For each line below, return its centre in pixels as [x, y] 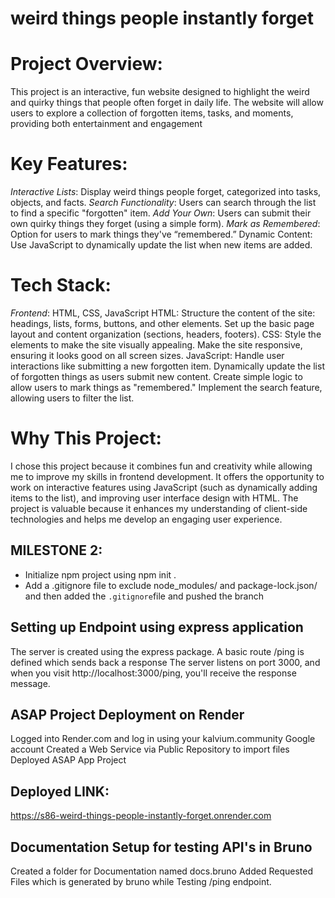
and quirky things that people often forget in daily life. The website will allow [167, 103]
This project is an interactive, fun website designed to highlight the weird [160, 92]
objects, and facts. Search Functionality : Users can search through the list [163, 203]
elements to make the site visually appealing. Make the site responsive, [156, 345]
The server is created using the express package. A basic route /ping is [157, 651]
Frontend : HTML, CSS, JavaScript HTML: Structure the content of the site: [163, 313]
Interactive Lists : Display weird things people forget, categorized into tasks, [166, 192]
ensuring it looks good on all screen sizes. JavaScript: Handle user [147, 355]
